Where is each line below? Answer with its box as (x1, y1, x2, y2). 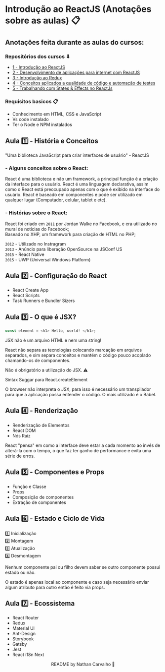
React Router (12, 615, 39, 621)
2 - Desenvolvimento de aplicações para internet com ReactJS (12, 69, 140, 75)
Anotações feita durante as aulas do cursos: (5, 38, 144, 47)
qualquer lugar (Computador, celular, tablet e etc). (5, 197, 107, 203)
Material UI (12, 625, 35, 631)
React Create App (12, 287, 49, 293)
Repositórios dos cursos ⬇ (5, 53, 71, 60)
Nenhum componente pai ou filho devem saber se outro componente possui (5, 564, 161, 570)
